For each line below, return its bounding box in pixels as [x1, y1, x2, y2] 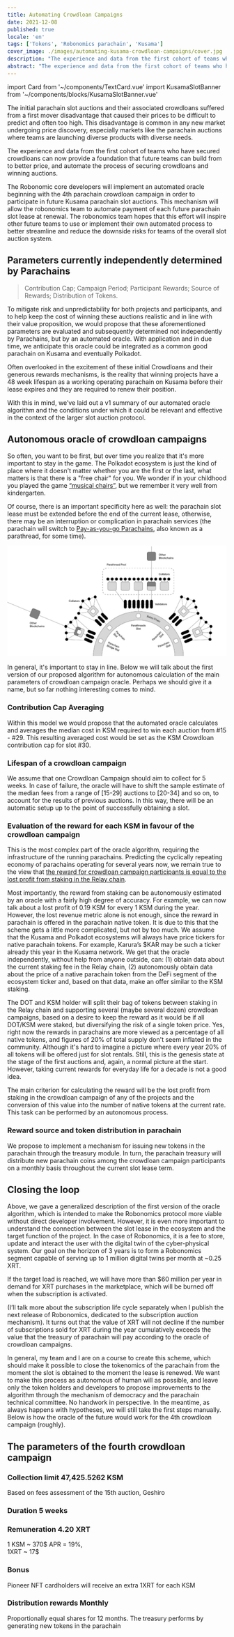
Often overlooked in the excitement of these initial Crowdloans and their [7, 362, 213, 371]
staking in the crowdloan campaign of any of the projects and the [7, 1093, 194, 1102]
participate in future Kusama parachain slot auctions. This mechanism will [7, 197, 219, 206]
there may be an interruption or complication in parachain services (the [7, 517, 212, 525]
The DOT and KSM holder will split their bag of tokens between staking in [7, 999, 217, 1007]
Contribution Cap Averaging [7, 702, 104, 712]
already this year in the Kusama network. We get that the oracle [7, 948, 190, 956]
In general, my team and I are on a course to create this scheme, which [7, 1354, 211, 1362]
